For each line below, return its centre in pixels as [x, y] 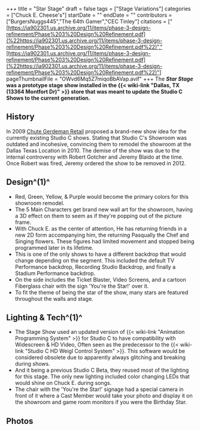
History [20, 117]
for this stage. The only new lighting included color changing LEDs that [102, 377]
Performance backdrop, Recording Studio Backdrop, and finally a [95, 267]
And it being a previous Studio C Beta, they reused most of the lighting [102, 370]
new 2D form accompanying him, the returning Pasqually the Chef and [102, 235]
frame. [23, 222]
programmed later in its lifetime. [54, 247]
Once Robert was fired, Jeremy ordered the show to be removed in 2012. [96, 163]
